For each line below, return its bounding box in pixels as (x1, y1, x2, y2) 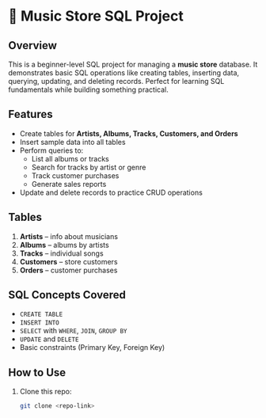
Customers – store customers (19, 256, 118, 266)
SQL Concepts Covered (8, 288, 127, 302)
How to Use (8, 366, 66, 379)
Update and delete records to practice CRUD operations (19, 188, 203, 197)
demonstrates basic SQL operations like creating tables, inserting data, (8, 68, 240, 78)
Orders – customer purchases (19, 265, 118, 275)
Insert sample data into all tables (19, 137, 126, 146)
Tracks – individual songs (19, 249, 104, 258)
